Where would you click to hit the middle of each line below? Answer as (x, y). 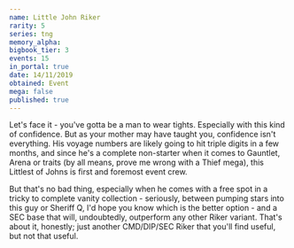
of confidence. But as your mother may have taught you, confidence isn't (143, 135)
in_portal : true (39, 67)
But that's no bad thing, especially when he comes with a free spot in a (139, 189)
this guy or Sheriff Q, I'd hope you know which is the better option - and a (143, 208)
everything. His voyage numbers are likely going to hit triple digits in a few (144, 143)
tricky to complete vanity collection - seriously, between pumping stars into (147, 198)
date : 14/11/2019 (41, 75)
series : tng (31, 34)
